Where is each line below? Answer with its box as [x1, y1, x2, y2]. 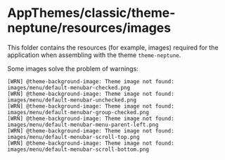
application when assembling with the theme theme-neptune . [7, 51, 181, 59]
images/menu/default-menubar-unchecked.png [7, 97, 137, 104]
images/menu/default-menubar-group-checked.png [7, 109, 150, 116]
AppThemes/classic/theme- [7, 5, 176, 21]
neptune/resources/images [7, 20, 171, 36]
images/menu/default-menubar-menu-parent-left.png [7, 121, 159, 128]
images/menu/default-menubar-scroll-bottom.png [7, 146, 150, 153]
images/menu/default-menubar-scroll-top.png [7, 133, 140, 140]
